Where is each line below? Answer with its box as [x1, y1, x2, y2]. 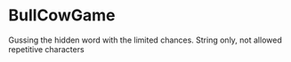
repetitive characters [8, 43, 85, 54]
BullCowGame [8, 5, 116, 26]
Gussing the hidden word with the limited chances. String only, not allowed [8, 35, 282, 45]
